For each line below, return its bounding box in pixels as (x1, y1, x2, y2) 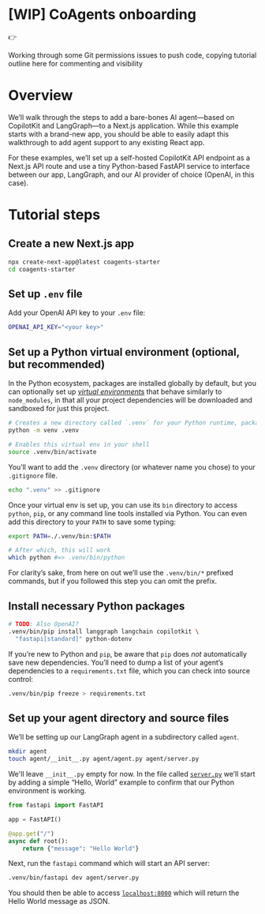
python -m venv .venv (8, 426, 80, 434)
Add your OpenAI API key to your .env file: (8, 308, 146, 317)
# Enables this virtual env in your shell (8, 440, 150, 448)
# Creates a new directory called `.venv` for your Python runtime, (8, 419, 238, 427)
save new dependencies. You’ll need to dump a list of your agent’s (8, 657, 224, 667)
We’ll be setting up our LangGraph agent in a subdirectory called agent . (8, 732, 240, 742)
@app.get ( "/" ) (8, 830, 55, 837)
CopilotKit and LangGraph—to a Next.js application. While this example (8, 121, 239, 130)
